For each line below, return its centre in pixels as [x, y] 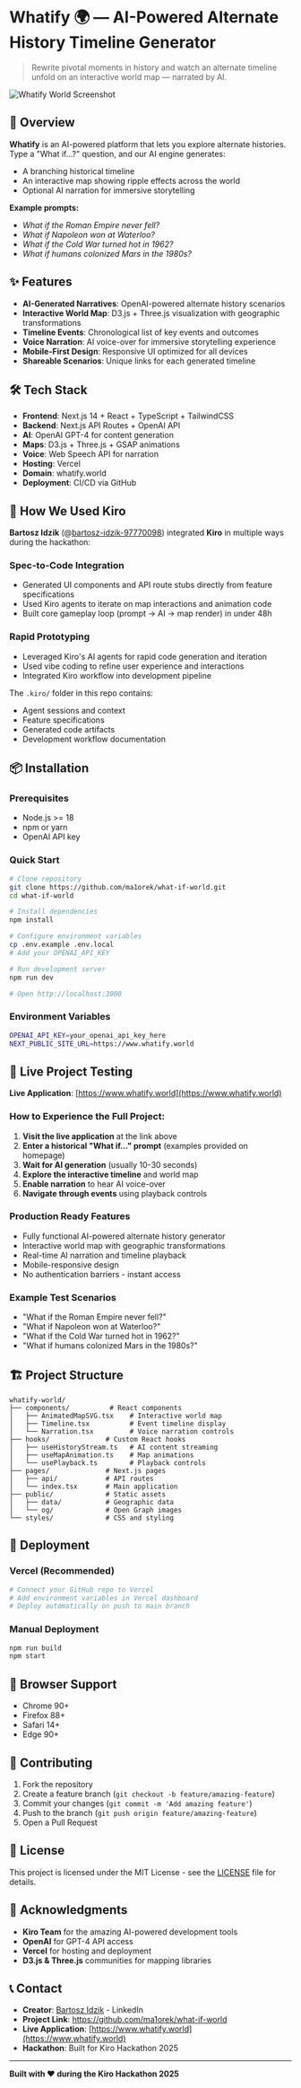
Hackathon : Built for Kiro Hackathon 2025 [100, 2049]
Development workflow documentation [94, 739]
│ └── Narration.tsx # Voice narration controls [122, 1431]
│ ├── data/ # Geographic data [92, 1502]
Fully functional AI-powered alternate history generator [124, 1236]
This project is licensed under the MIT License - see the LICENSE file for [142, 1872]
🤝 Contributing [51, 1763]
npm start [28, 1656]
